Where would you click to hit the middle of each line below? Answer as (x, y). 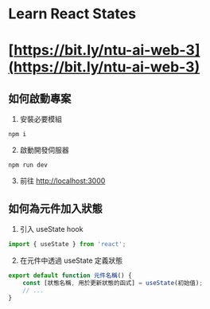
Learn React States (72, 14)
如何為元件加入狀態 (55, 208)
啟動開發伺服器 (44, 150)
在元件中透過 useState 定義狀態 (71, 260)
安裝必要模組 (41, 119)
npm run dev (28, 165)
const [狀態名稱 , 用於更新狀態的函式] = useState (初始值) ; (113, 283)
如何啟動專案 (40, 98)
